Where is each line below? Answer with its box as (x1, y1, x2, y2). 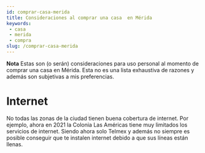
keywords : (6, 20, 32, 26)
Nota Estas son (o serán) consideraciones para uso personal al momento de (6, 59, 199, 67)
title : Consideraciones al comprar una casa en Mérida (6, 15, 152, 21)
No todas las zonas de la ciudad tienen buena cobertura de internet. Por (6, 114, 189, 122)
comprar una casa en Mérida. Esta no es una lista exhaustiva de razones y (6, 66, 195, 73)
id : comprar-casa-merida (6, 9, 70, 15)
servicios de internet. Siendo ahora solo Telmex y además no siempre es (6, 127, 190, 135)
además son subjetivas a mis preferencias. (6, 73, 115, 80)
